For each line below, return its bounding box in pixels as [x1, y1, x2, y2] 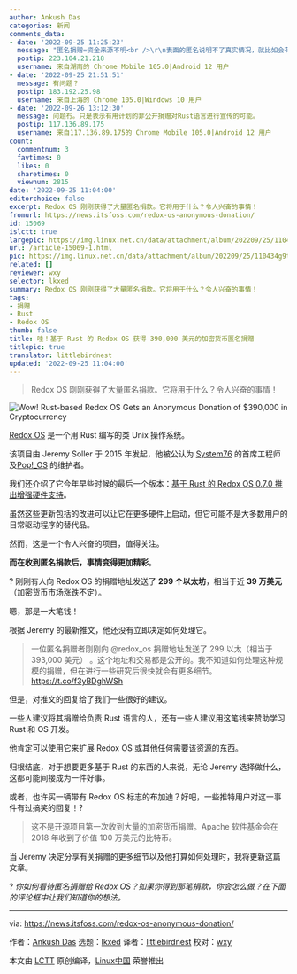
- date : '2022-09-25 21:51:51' [9, 71, 125, 80]
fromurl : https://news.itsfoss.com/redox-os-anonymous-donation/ [9, 210, 255, 220]
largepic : [9, 236, 46, 245]
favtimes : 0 [17, 152, 62, 162]
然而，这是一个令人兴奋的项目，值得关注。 [9, 538, 164, 549]
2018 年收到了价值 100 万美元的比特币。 [30, 832, 177, 843]
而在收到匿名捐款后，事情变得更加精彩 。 [9, 557, 156, 568]
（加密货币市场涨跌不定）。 [9, 587, 106, 598]
